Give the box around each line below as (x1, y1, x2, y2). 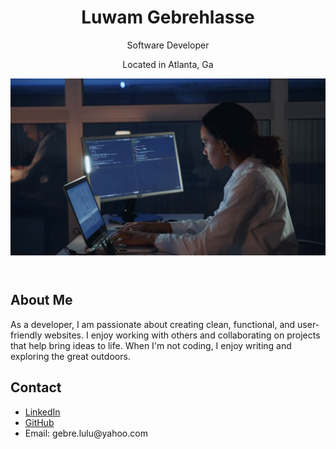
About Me (10, 292, 73, 309)
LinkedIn (24, 406, 61, 418)
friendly (10, 329, 43, 341)
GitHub (24, 416, 55, 428)
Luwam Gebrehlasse (81, 6, 255, 29)
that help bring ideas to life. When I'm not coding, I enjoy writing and (10, 339, 292, 351)
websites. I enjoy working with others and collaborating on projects (44, 329, 321, 341)
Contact (10, 379, 62, 396)
